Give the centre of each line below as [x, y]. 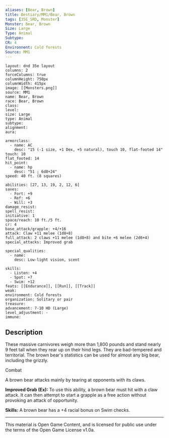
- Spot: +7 [21, 277]
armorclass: [18, 141]
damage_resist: [21, 207]
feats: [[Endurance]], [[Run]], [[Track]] [50, 286]
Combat [14, 370]
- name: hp [21, 167]
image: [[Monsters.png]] [31, 88]
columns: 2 [17, 70]
